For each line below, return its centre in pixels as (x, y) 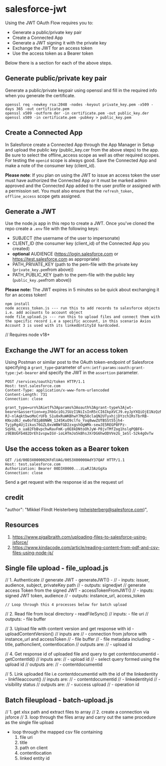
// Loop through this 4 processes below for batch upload (66, 605)
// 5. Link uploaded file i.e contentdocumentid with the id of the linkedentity (82, 674)
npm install (17, 304)
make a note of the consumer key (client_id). (50, 165)
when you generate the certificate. (40, 95)
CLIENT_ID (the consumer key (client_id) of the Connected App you (81, 243)
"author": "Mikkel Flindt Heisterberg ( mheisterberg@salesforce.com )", (77, 509)
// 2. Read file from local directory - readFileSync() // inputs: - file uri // (77, 614)
